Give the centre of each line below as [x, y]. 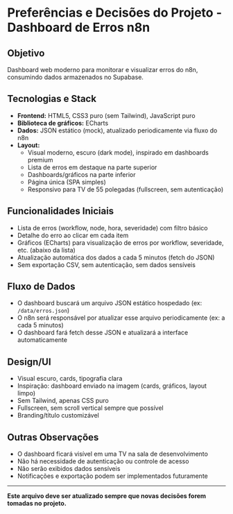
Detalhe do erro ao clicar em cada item [73, 235]
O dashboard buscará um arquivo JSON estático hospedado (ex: [110, 303]
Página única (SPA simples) [67, 182]
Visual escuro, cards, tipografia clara [70, 379]
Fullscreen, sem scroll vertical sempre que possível [90, 408]
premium [40, 160]
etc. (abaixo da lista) [46, 250]
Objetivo [26, 53]
